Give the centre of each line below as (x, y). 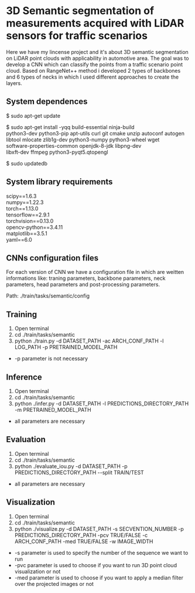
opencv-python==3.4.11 (35, 227)
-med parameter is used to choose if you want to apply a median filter (99, 577)
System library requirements (59, 182)
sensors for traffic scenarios (77, 36)
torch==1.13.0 (22, 208)
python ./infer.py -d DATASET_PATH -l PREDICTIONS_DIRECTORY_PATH (102, 404)
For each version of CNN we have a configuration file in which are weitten (95, 272)
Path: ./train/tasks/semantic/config (48, 296)
